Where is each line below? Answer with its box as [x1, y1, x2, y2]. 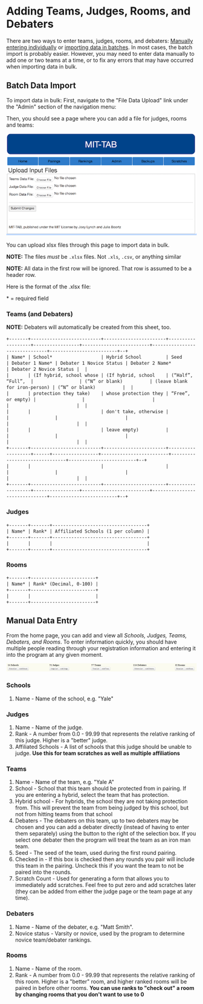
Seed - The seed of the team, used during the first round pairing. [14, 849, 177, 857]
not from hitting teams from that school [14, 811, 113, 818]
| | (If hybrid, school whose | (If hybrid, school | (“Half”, [6, 373, 193, 379]
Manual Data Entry [6, 616, 78, 626]
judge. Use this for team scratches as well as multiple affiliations [14, 750, 180, 757]
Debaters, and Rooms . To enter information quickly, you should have [6, 638, 177, 645]
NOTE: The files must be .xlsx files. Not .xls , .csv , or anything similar [6, 253, 182, 261]
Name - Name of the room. [14, 965, 83, 972]
